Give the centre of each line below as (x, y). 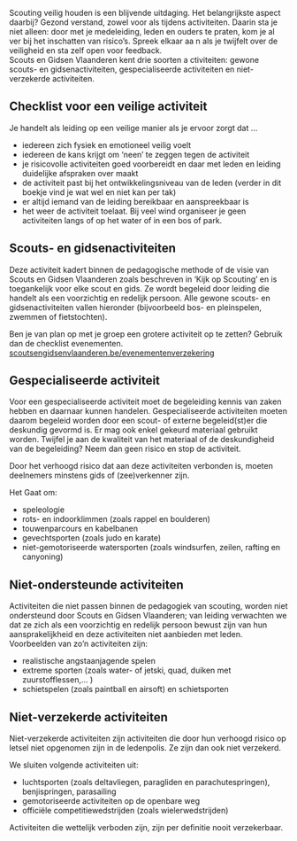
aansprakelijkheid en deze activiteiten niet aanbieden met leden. (126, 635)
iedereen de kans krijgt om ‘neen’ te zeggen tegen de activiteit (136, 154)
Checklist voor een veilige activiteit (108, 107)
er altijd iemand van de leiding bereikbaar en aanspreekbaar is (135, 201)
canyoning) (42, 557)
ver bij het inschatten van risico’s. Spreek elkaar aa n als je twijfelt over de (144, 41)
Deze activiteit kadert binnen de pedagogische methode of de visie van (139, 269)
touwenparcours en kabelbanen (80, 529)
